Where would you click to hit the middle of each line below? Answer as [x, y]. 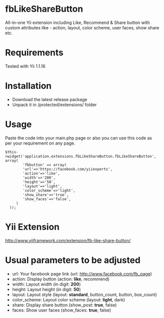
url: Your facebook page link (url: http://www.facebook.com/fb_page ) [82, 274]
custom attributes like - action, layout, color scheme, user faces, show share [82, 27]
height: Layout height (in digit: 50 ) [47, 289]
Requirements [34, 53]
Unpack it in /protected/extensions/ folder [54, 105]
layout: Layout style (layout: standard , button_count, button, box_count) [84, 295]
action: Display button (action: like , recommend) [61, 279]
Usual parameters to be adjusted [73, 260]
